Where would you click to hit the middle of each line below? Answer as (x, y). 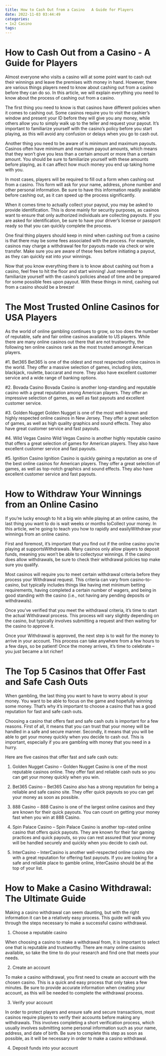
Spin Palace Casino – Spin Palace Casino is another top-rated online (82, 827)
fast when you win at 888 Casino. (46, 817)
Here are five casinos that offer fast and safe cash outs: (62, 757)
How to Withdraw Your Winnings (73, 494)
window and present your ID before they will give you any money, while (78, 118)
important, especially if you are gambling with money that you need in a (78, 742)
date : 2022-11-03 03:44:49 (33, 14)
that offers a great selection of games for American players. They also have (82, 443)
